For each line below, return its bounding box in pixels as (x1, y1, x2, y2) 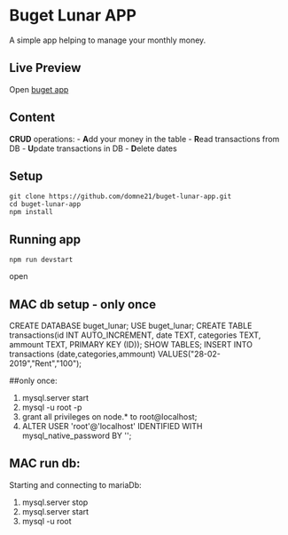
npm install (9, 208, 53, 217)
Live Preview (9, 60, 82, 76)
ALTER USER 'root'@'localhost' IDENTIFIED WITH (21, 421, 203, 431)
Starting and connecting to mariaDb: (9, 479, 142, 490)
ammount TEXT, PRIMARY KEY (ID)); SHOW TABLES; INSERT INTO (9, 339, 253, 349)
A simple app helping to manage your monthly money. (9, 35, 206, 45)
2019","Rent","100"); (9, 358, 82, 369)
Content (9, 110, 56, 125)
